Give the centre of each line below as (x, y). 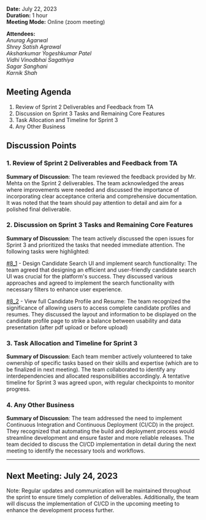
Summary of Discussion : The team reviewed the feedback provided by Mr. (101, 177)
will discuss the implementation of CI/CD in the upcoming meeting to (93, 504)
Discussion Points (41, 146)
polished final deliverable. (39, 209)
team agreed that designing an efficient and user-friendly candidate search (101, 270)
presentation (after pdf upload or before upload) (67, 327)
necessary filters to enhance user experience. (64, 289)
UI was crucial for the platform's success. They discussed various (90, 276)
